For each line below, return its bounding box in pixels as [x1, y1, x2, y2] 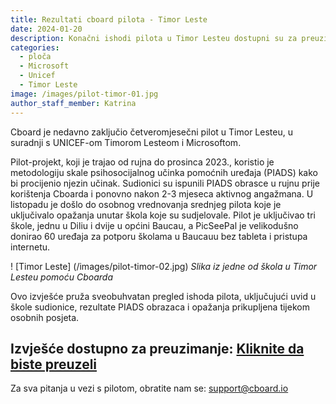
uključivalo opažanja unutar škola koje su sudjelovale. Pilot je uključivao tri [10, 209, 316, 221]
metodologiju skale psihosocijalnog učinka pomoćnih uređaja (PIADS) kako [10, 166, 318, 178]
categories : [10, 42, 60, 53]
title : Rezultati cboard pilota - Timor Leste [10, 14, 208, 25]
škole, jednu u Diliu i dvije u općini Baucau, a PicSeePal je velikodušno [10, 219, 299, 231]
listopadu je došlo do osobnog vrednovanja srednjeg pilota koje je [10, 198, 282, 210]
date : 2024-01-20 [10, 24, 83, 34]
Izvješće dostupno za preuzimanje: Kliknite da [10, 340, 305, 357]
